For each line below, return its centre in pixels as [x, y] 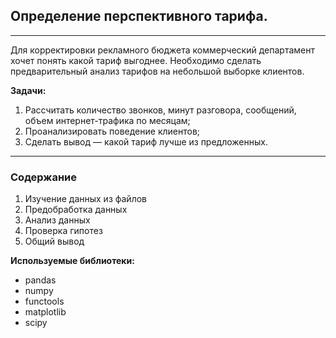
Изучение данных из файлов [85, 199]
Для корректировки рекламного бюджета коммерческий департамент [162, 50]
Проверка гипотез [63, 231]
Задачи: [28, 90]
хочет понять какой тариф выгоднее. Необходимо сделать [136, 60]
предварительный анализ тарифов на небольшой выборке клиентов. [157, 71]
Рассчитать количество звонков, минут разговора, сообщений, [160, 110]
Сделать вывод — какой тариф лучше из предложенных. [146, 141]
